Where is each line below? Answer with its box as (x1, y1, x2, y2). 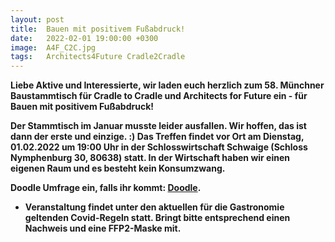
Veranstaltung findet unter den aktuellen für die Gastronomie (24, 201, 285, 213)
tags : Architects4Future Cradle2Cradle (10, 52, 186, 62)
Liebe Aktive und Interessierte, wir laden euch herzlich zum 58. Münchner (10, 79, 325, 91)
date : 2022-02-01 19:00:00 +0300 (10, 33, 159, 43)
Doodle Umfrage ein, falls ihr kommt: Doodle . (10, 182, 202, 194)
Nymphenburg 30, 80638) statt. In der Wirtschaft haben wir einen (10, 152, 291, 164)
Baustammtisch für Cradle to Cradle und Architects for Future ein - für (10, 90, 308, 102)
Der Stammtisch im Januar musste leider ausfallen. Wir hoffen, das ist (10, 120, 307, 132)
